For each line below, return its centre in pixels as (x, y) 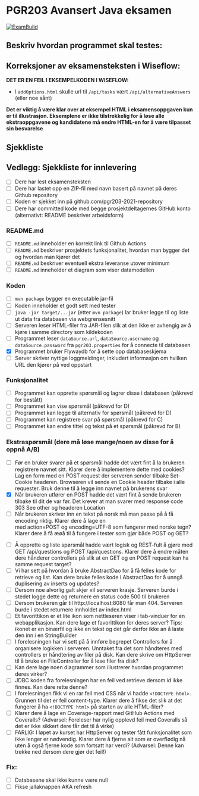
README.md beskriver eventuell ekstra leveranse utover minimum (92, 263)
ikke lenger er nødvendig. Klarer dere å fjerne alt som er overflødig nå (100, 739)
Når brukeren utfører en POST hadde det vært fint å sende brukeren (98, 494)
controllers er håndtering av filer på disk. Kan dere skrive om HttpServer (103, 655)
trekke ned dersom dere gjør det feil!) (61, 751)
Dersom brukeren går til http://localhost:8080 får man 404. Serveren (99, 603)
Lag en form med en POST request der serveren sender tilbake (92, 475)
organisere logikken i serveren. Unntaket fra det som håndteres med (98, 648)
